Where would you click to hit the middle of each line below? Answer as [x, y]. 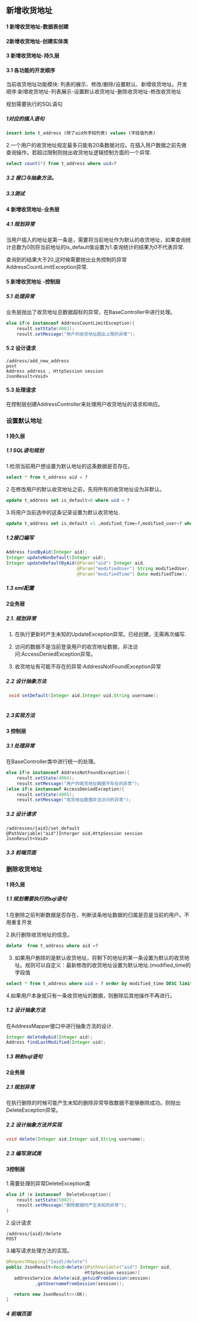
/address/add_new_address [38, 361]
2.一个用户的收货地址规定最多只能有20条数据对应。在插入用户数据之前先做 [96, 145]
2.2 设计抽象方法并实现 [34, 1124]
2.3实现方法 [21, 715]
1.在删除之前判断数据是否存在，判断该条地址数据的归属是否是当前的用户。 [95, 915]
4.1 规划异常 [21, 224]
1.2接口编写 [20, 537]
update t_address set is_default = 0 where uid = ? [68, 501]
